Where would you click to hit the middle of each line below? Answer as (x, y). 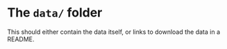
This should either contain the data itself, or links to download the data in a (114, 32)
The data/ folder (55, 13)
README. (21, 39)
